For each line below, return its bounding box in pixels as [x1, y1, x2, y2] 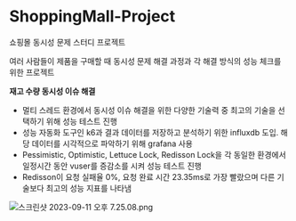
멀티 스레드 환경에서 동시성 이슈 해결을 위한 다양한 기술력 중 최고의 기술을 [21, 104, 276, 115]
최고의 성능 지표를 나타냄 [45, 183, 132, 193]
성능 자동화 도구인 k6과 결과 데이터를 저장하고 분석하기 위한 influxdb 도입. [21, 127, 279, 137]
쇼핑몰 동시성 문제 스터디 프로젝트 [9, 37, 126, 47]
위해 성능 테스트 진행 [45, 116, 118, 127]
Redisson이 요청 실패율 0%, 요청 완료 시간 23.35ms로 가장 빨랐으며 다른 [21, 171, 276, 182]
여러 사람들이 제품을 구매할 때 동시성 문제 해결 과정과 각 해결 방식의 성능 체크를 [9, 55, 282, 66]
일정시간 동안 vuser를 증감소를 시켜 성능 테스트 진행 [21, 160, 202, 171]
